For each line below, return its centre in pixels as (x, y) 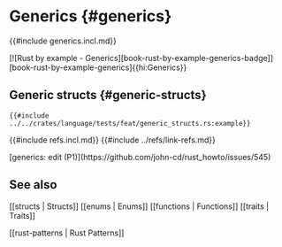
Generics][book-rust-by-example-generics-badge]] (179, 58)
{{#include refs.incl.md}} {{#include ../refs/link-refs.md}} (113, 140)
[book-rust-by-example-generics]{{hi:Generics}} (98, 67)
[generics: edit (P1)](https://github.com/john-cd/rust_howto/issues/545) (140, 157)
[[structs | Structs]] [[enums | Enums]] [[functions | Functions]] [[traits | (139, 206)
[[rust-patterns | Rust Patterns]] (67, 233)
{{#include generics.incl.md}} (63, 41)
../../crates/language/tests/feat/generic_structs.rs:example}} (130, 123)
